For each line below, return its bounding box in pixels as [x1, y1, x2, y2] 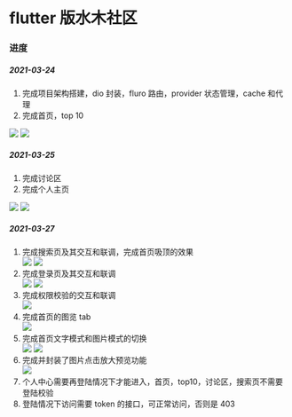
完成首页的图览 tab [21, 311, 91, 322]
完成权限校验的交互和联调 [21, 290, 116, 301]
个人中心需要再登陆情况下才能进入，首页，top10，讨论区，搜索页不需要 [21, 376, 284, 387]
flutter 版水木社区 [9, 8, 138, 28]
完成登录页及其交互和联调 [21, 268, 116, 279]
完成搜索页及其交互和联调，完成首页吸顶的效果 [21, 247, 193, 257]
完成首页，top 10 [21, 110, 84, 121]
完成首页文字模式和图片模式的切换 [21, 334, 147, 344]
